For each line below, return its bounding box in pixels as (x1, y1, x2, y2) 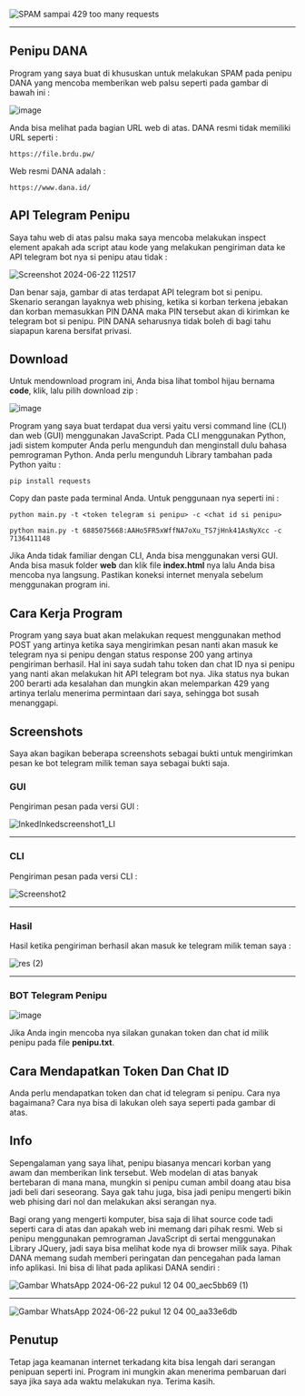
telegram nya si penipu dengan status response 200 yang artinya (9, 649, 253, 660)
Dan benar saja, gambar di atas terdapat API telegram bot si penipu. (9, 287, 263, 298)
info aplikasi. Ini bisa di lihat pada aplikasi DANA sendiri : (9, 1261, 221, 1273)
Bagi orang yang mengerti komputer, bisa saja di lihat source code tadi (9, 1213, 274, 1224)
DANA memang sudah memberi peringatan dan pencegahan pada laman (9, 1252, 281, 1263)
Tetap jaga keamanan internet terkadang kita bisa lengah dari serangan (9, 1356, 276, 1367)
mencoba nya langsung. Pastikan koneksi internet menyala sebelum (9, 570, 263, 581)
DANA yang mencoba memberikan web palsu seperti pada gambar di (9, 77, 269, 88)
